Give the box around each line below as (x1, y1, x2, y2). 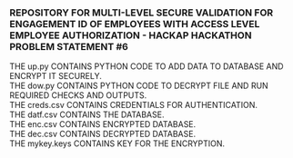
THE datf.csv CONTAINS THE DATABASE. (9, 109, 165, 120)
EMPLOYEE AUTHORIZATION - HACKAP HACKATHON (9, 29, 252, 42)
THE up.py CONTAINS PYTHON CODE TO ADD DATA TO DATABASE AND (9, 61, 284, 72)
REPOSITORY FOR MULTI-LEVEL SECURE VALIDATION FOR (9, 6, 274, 19)
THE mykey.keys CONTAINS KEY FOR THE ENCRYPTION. (9, 138, 226, 149)
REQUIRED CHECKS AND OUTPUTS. (9, 90, 147, 101)
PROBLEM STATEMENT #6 (9, 40, 129, 53)
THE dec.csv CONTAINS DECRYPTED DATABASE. (9, 129, 197, 140)
